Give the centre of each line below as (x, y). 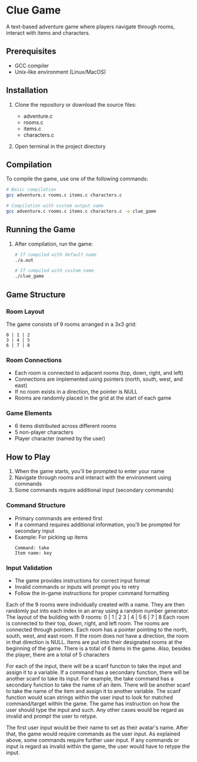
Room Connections (34, 360)
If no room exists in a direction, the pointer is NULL (76, 392)
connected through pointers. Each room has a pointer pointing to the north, (97, 629)
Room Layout (25, 311)
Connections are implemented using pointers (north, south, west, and (99, 379)
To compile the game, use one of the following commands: (77, 179)
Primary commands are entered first (59, 518)
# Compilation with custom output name (55, 206)
